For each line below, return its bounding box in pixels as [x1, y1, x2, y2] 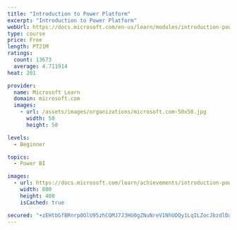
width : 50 [25, 115, 55, 122]
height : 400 [20, 192, 55, 200]
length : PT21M [7, 43, 49, 50]
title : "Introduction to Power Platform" [7, 10, 131, 18]
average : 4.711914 [13, 63, 68, 70]
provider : [7, 82, 37, 89]
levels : [7, 134, 30, 141]
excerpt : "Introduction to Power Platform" [7, 17, 138, 24]
